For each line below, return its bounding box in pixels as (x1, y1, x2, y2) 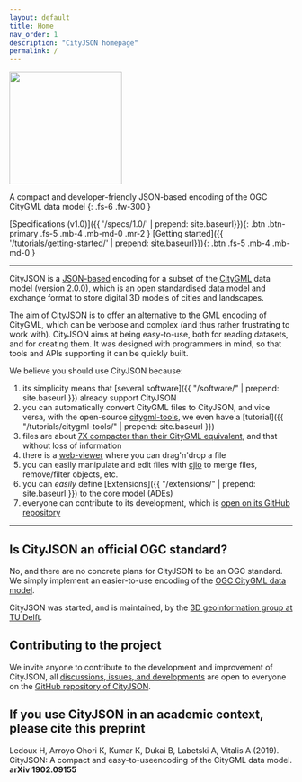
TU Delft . (9, 611, 43, 622)
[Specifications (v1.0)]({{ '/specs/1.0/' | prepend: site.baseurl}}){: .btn (9, 219, 266, 229)
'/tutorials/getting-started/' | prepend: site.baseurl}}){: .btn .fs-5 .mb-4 (9, 238, 271, 248)
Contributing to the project (9, 638, 162, 653)
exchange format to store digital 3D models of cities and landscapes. (9, 292, 264, 303)
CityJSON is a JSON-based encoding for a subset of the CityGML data (9, 274, 271, 284)
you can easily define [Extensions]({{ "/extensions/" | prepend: (22, 479, 256, 490)
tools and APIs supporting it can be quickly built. (9, 348, 189, 359)
